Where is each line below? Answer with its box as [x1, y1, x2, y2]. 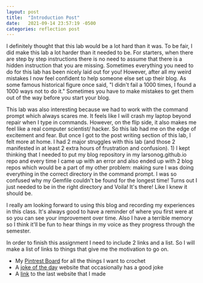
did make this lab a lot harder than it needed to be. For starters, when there [6, 49, 194, 56]
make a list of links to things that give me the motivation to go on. [6, 245, 169, 253]
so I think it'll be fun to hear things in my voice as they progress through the [6, 221, 195, 228]
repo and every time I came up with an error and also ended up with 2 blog [6, 157, 193, 165]
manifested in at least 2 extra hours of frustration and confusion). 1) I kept [6, 145, 190, 152]
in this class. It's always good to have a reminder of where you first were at [6, 208, 194, 216]
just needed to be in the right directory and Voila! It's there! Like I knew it [6, 183, 188, 191]
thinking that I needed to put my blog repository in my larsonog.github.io [6, 151, 187, 159]
